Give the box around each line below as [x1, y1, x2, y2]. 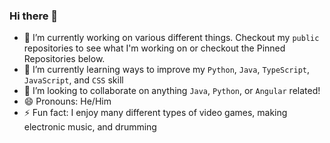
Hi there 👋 [9, 9, 59, 23]
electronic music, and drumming [23, 121, 157, 133]
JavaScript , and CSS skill [23, 74, 124, 86]
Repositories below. [23, 53, 106, 65]
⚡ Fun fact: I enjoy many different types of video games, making [23, 107, 288, 119]
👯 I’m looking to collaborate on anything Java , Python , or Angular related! [23, 85, 321, 97]
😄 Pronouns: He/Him [23, 95, 112, 108]
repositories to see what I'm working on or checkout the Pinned [23, 42, 286, 54]
